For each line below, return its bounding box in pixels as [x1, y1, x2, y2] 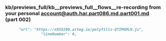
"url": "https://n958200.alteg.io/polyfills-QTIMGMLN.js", [18, 27, 144, 32]
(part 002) [5, 16, 31, 23]
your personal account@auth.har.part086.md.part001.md [5, 10, 150, 17]
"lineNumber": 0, [40, 32, 77, 37]
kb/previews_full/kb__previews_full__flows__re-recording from [5, 4, 161, 11]
